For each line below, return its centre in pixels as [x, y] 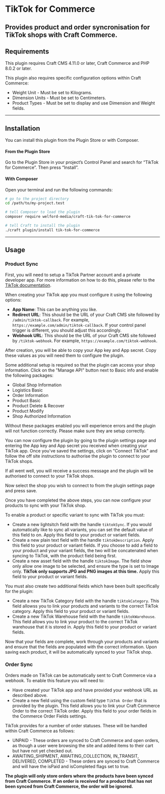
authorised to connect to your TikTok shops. [50, 476]
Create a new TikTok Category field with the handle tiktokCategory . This [86, 601]
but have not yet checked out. [42, 751]
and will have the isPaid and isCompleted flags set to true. [71, 766]
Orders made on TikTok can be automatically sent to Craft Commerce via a [81, 675]
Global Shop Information [37, 385]
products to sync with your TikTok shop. [46, 505]
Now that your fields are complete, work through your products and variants [82, 641]
